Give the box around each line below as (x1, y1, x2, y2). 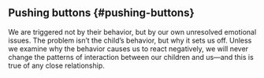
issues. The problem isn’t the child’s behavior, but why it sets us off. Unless (8, 35, 252, 45)
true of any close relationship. (8, 61, 105, 70)
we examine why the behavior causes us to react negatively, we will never (8, 43, 249, 54)
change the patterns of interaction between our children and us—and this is (8, 52, 254, 61)
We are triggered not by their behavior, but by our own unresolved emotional (8, 27, 257, 36)
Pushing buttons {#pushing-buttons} (8, 6, 195, 20)
